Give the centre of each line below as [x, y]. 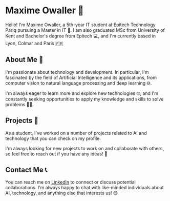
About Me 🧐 [24, 60]
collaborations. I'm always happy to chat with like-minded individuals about [84, 188]
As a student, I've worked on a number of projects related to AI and [76, 133]
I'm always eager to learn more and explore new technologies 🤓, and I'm [82, 93]
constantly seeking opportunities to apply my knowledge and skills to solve [84, 99]
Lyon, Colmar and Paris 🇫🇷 [34, 43]
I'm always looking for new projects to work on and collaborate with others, [85, 148]
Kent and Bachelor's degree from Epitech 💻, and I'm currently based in [81, 36]
